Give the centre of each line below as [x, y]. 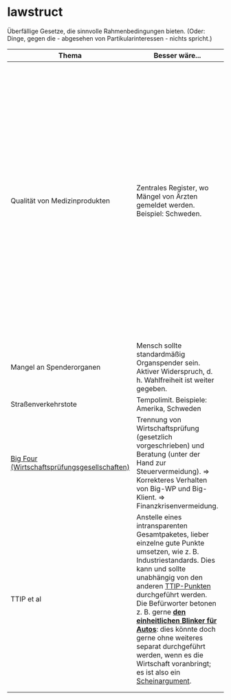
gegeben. [152, 388]
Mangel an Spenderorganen [56, 367]
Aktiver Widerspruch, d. [175, 371]
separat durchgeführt [171, 646]
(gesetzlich [155, 437]
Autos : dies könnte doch [176, 629]
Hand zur [151, 463]
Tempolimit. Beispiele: [172, 399]
